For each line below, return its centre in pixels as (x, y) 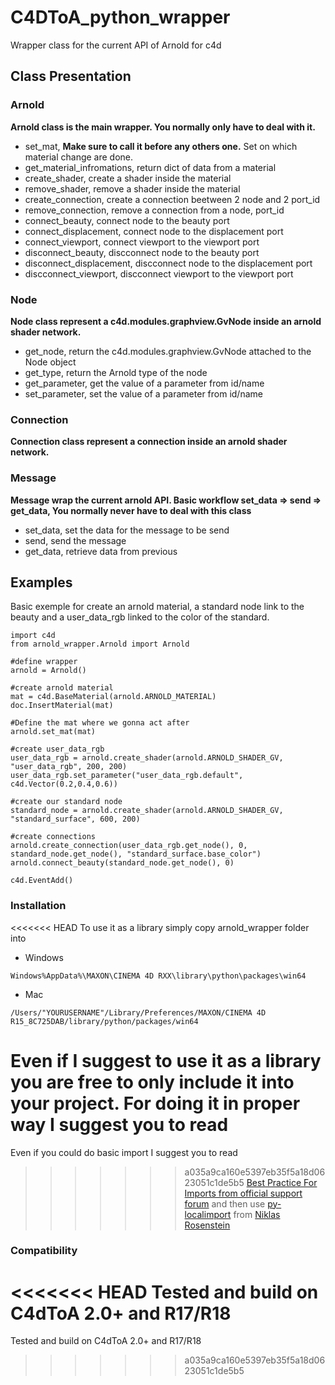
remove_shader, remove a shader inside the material (132, 188)
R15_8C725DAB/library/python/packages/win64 (104, 1021)
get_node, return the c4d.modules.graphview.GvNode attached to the (168, 351)
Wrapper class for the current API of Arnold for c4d (116, 45)
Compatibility (44, 1251)
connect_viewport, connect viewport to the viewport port (142, 242)
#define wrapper (44, 662)
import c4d (33, 636)
